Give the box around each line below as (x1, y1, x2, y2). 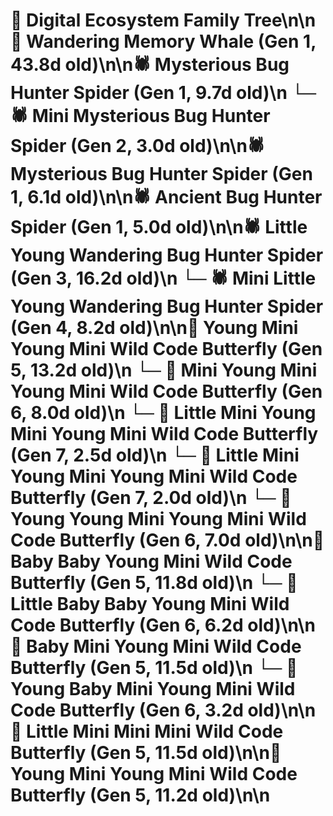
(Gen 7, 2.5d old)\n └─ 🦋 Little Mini (10, 444, 300, 467)
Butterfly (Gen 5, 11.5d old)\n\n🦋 (10, 742, 282, 764)
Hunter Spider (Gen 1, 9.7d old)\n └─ (10, 82, 317, 104)
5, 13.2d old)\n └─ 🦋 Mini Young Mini (10, 359, 318, 382)
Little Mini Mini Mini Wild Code (26, 720, 284, 743)
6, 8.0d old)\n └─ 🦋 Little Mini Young (10, 402, 317, 424)
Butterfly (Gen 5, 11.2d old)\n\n (10, 784, 271, 807)
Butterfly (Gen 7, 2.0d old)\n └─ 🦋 (10, 487, 292, 509)
